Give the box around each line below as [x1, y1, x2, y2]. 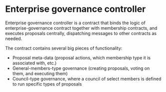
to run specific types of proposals [12, 81, 82, 87]
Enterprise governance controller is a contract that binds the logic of [5, 20, 146, 26]
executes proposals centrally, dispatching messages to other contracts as [5, 30, 157, 36]
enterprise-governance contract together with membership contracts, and [5, 25, 158, 31]
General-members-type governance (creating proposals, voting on [12, 65, 150, 71]
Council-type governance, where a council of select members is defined [12, 76, 162, 82]
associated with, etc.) [12, 60, 57, 66]
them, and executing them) [12, 70, 68, 76]
